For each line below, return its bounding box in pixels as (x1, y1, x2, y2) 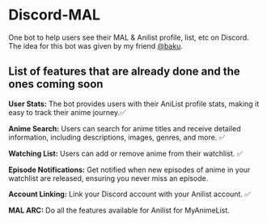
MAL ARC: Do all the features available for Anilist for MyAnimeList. (8, 205, 231, 215)
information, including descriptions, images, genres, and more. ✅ (8, 132, 226, 142)
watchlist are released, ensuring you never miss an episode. (8, 173, 209, 183)
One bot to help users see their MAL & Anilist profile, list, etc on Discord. (8, 32, 249, 42)
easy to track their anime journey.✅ (8, 107, 126, 117)
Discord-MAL (8, 6, 101, 24)
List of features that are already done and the (8, 65, 240, 79)
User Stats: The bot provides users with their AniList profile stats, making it (8, 99, 260, 109)
